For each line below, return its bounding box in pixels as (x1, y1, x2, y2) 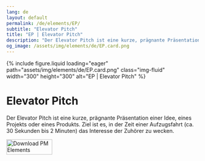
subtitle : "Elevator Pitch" (6, 26, 78, 32)
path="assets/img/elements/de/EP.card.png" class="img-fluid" (6, 66, 165, 73)
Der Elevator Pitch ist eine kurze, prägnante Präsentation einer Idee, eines (6, 114, 192, 121)
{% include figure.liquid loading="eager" (6, 59, 109, 67)
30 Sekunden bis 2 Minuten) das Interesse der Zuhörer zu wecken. (6, 127, 174, 134)
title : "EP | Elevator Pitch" (6, 32, 84, 38)
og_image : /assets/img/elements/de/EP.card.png (6, 43, 130, 49)
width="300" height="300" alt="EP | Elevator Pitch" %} (6, 73, 146, 80)
